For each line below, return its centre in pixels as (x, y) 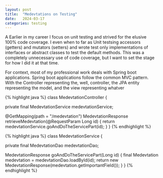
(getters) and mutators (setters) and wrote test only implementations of (77, 47)
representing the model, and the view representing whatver (65, 88)
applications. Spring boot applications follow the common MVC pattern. (77, 78)
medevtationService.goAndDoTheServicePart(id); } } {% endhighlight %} (78, 127)
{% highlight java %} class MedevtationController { (56, 98)
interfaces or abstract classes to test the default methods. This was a (75, 53)
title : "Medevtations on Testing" (41, 14)
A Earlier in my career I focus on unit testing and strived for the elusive (76, 37)
